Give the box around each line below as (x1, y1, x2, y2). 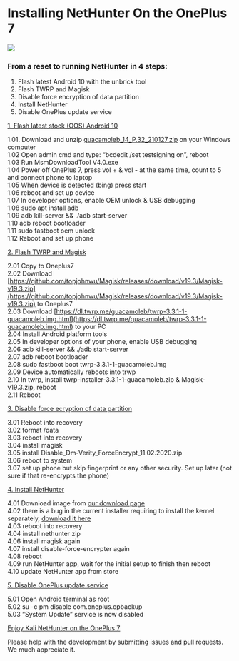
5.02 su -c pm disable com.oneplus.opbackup (7, 602, 143, 611)
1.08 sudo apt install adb (7, 203, 79, 212)
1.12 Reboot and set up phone (7, 234, 94, 243)
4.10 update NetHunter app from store (7, 567, 119, 576)
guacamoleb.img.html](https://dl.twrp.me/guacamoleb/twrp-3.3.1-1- (7, 315, 207, 323)
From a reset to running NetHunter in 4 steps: (7, 61, 168, 71)
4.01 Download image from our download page (7, 499, 145, 508)
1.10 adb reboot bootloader (7, 219, 86, 228)
